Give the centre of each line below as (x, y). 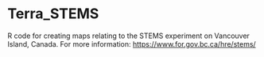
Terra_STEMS (53, 14)
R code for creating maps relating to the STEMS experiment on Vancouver (128, 36)
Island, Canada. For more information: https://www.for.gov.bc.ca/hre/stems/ (132, 44)
